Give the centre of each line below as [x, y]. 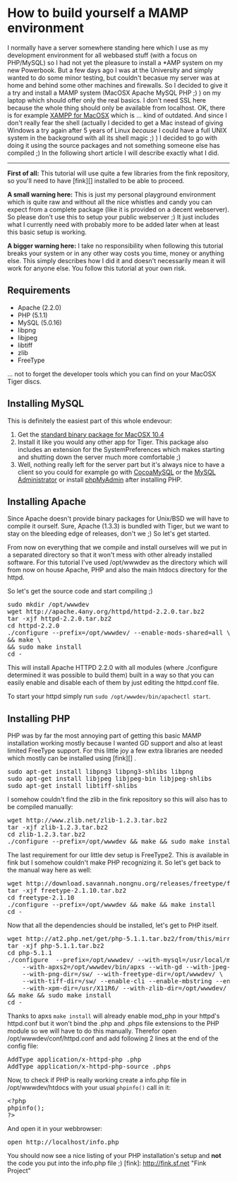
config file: [23, 1046]
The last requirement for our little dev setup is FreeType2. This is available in [118, 855]
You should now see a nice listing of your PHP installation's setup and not [114, 1156]
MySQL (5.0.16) [39, 323]
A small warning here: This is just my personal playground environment [112, 194]
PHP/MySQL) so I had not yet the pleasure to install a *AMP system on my [115, 62]
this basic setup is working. [47, 232]
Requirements [39, 290]
